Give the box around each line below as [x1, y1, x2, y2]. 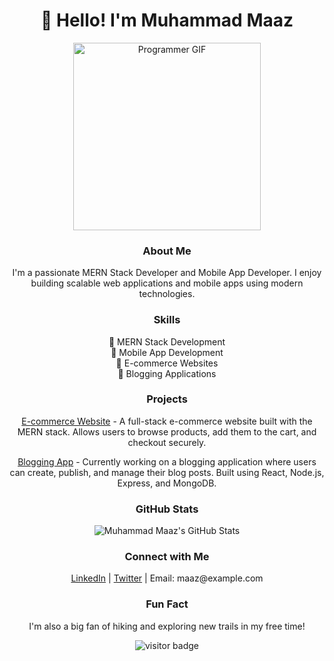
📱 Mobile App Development [110, 346, 224, 358]
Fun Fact [145, 597, 189, 611]
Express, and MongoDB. [117, 477, 217, 489]
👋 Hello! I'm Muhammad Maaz [40, 9, 294, 32]
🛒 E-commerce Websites [115, 357, 219, 369]
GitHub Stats [135, 502, 199, 516]
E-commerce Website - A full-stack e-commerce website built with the [21, 415, 313, 427]
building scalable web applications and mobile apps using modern [30, 277, 304, 289]
